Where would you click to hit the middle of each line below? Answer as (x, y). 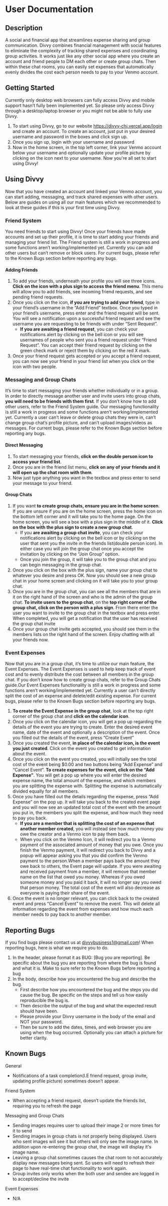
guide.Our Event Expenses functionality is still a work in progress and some (83, 685)
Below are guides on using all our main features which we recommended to (83, 202)
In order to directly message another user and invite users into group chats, (83, 396)
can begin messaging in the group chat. (61, 564)
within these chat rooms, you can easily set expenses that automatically (79, 67)
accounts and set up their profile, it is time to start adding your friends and (82, 237)
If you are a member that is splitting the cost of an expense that (87, 823)
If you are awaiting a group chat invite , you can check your (81, 532)
